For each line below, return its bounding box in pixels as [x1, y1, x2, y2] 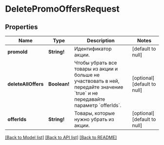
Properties [5, 23, 38, 31]
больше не [74, 72, 100, 78]
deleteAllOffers [7, 81, 44, 87]
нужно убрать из [74, 116, 114, 123]
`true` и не [74, 90, 98, 96]
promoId [7, 49, 28, 55]
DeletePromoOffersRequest [5, 3, 120, 15]
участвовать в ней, [74, 78, 120, 84]
